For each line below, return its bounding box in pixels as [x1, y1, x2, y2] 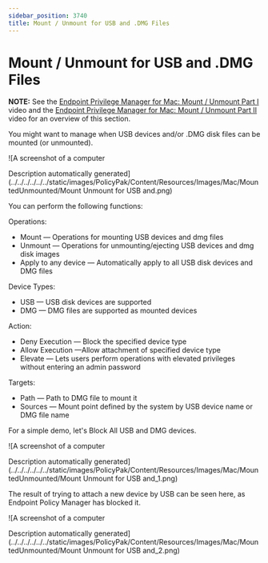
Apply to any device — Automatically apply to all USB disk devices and [19, 258, 254, 268]
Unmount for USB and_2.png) [82, 545, 180, 556]
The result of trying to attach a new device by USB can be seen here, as [8, 489, 246, 499]
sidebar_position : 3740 [8, 11, 88, 20]
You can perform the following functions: [8, 202, 143, 211]
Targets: [8, 377, 36, 388]
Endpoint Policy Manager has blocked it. [8, 497, 142, 508]
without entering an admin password [19, 362, 142, 372]
